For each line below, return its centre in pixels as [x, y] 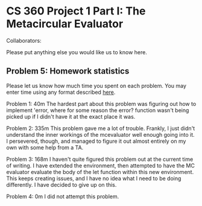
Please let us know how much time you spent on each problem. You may [96, 86]
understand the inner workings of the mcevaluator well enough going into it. [100, 134]
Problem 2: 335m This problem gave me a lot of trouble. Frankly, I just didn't [101, 128]
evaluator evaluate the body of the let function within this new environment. [100, 172]
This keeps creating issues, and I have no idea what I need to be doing [94, 178]
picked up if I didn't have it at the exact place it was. [71, 116]
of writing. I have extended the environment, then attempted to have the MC [100, 165]
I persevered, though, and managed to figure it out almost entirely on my [96, 141]
